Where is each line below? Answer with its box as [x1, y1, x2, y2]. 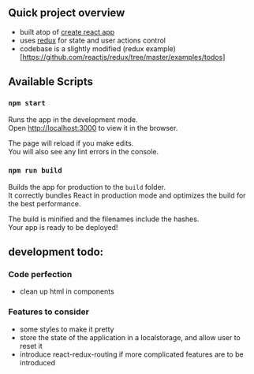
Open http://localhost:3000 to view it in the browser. [8, 123, 178, 132]
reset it [19, 341, 43, 350]
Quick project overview [8, 6, 125, 20]
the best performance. [8, 198, 81, 208]
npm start [8, 98, 46, 108]
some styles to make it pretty [19, 324, 114, 334]
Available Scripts [8, 75, 93, 89]
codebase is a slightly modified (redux [19, 43, 144, 54]
